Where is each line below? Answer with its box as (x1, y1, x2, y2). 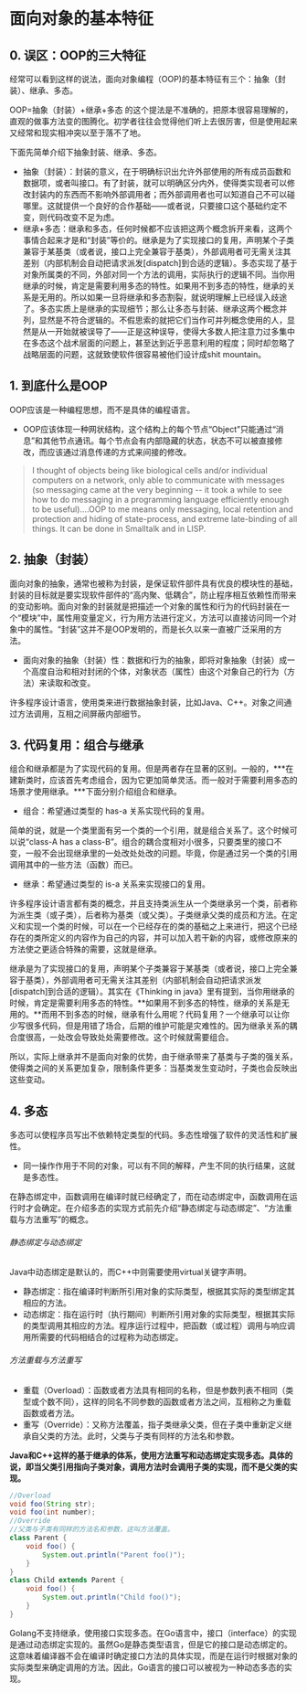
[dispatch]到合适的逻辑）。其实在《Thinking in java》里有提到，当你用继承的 (9, 986, 295, 997)
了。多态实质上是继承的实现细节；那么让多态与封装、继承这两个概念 (22, 303, 280, 314)
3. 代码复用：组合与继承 (9, 738, 144, 753)
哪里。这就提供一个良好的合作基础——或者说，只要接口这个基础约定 (22, 200, 280, 211)
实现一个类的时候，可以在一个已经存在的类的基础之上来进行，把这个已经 (25, 921, 298, 932)
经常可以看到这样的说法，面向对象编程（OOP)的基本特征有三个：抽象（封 (9, 74, 286, 84)
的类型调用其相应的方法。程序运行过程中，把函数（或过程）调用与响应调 (22, 1320, 295, 1331)
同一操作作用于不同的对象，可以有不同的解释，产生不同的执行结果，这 (22, 1160, 288, 1171)
